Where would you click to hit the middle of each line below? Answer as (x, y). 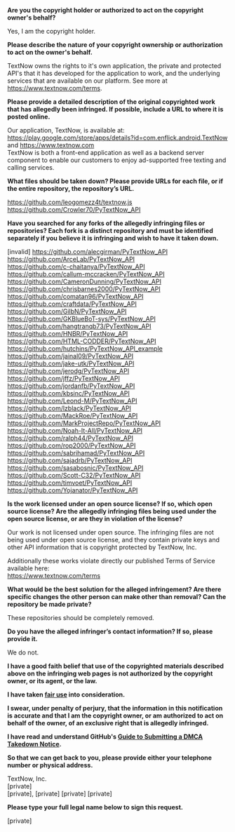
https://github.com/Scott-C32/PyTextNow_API (74, 475)
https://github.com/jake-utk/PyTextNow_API (71, 363)
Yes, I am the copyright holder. (52, 31)
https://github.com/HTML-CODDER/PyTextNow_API (82, 341)
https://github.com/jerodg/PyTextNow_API (68, 371)
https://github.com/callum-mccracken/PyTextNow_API (86, 274)
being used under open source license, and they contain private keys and (113, 540)
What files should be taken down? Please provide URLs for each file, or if (115, 181)
